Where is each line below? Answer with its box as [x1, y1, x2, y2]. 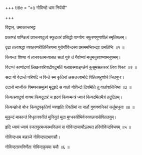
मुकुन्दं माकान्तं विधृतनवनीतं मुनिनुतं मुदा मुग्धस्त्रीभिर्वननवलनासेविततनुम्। [5, 114, 117, 120]
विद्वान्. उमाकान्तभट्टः [5, 24, 36, 30]
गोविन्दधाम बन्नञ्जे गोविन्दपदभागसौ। [5, 134, 61, 140]
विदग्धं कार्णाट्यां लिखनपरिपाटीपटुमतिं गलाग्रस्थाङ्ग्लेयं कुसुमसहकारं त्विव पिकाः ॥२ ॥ [5, 64, 137, 70]
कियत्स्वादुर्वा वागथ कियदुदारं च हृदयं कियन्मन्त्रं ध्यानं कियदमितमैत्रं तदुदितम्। [5, 94, 122, 100]
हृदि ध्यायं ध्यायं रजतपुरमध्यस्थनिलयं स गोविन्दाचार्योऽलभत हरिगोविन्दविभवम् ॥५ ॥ [5, 124, 131, 130]
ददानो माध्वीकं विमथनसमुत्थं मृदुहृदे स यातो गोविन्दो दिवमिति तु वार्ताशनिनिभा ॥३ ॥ [5, 84, 131, 90]
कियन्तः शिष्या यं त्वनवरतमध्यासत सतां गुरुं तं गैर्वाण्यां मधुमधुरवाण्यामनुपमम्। [5, 54, 121, 60]
